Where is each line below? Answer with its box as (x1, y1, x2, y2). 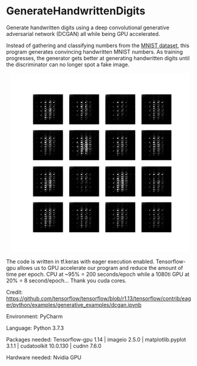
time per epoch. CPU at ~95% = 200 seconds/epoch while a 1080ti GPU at (6, 270, 190, 278)
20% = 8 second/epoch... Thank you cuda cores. (6, 276, 127, 284)
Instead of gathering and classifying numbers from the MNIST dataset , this (6, 42, 189, 49)
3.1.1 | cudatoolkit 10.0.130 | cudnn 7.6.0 (6, 342, 102, 349)
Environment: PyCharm (6, 312, 63, 320)
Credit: (6, 288, 23, 296)
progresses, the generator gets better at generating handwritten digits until (6, 54, 190, 61)
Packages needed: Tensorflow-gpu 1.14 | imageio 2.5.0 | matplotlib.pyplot (6, 336, 186, 343)
